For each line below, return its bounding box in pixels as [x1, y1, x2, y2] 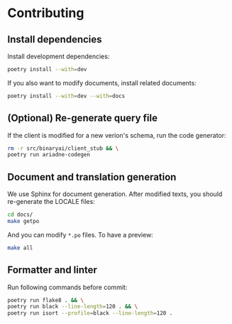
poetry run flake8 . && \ [7, 296, 84, 303]
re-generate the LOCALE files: [7, 198, 96, 206]
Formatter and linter [7, 264, 98, 276]
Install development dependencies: [7, 52, 110, 60]
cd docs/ [7, 211, 33, 218]
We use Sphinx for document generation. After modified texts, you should [7, 190, 223, 198]
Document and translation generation [7, 171, 177, 183]
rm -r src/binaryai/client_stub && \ [7, 144, 119, 152]
